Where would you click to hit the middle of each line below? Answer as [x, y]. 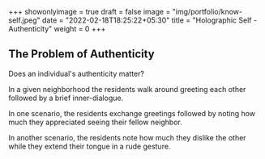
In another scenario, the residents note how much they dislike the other [127, 137]
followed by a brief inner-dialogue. [66, 98]
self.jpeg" [24, 20]
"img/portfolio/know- [207, 12]
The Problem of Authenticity [82, 54]
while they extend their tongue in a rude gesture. [90, 146]
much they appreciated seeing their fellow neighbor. [95, 122]
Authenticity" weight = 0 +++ [57, 29]
